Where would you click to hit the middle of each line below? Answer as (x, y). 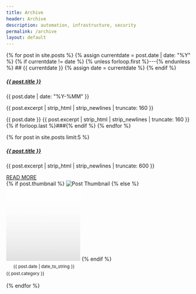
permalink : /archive (32, 31)
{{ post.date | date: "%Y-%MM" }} (48, 97)
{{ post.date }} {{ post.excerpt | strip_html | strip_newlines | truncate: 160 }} (98, 119)
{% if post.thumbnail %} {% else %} (73, 184)
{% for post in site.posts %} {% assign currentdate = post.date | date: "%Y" (98, 55)
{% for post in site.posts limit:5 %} (48, 137)
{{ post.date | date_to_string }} (44, 267)
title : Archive (25, 12)
